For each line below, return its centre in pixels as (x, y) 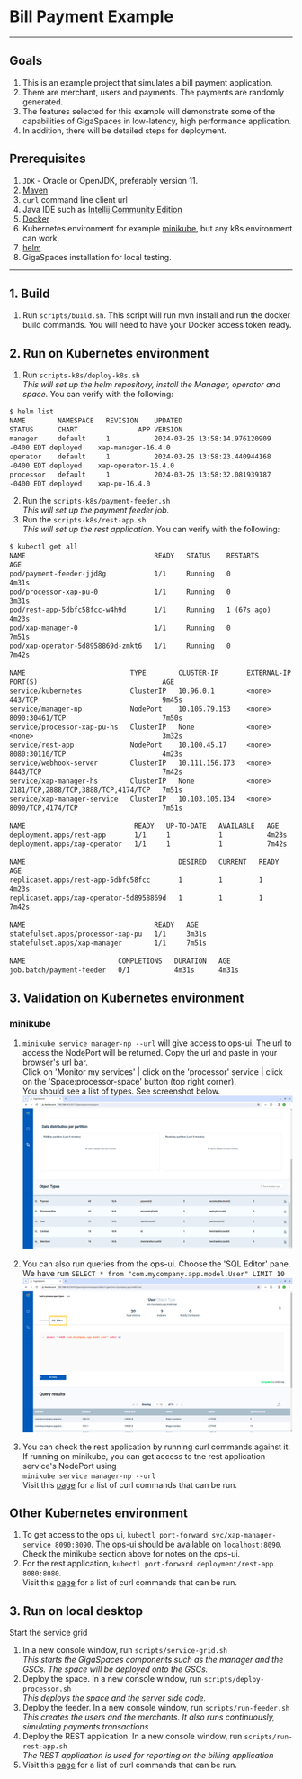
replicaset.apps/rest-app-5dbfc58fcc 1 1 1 (136, 880)
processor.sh (47, 1689)
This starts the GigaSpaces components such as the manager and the (153, 1660)
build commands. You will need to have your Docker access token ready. (157, 325)
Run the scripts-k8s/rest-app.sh (84, 520)
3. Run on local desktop (76, 1611)
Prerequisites (48, 159)
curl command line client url (75, 199)
